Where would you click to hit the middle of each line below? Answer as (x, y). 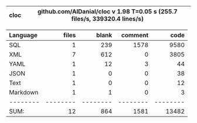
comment (135, 35)
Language (23, 35)
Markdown (24, 92)
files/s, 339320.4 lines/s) (107, 19)
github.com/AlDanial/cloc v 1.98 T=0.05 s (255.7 (107, 11)
